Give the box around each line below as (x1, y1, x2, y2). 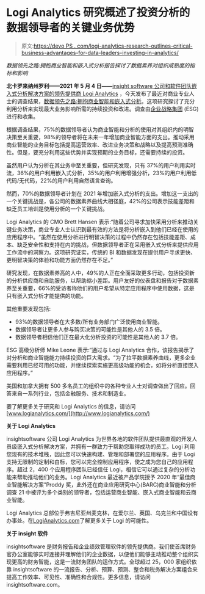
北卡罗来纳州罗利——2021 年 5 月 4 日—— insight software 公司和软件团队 (6, 82, 192, 89)
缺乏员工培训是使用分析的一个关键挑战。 (6, 205, 108, 212)
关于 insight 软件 (6, 529, 49, 537)
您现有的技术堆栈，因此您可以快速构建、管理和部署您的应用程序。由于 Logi (6, 450, 195, 458)
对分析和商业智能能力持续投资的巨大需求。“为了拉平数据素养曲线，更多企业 (6, 353, 196, 361)
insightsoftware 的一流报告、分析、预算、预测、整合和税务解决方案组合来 (13, 565, 198, 573)
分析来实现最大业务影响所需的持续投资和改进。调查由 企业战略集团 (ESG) (16, 105, 199, 112)
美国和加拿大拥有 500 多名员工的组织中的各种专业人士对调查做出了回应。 (6, 382, 190, 389)
